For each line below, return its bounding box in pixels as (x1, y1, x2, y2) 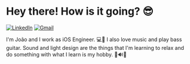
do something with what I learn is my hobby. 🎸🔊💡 (6, 50, 127, 58)
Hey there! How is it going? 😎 (6, 5, 154, 18)
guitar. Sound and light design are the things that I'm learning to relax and (6, 44, 184, 51)
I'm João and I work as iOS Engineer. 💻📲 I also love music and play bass (6, 36, 182, 43)
